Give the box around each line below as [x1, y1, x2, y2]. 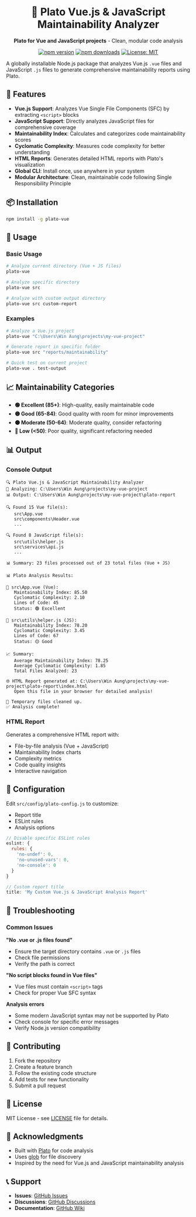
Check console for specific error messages [14, 1018, 119, 1025]
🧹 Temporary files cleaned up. [6, 699, 82, 705]
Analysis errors [6, 1000, 45, 1008]
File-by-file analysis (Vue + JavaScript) [14, 742, 109, 749]
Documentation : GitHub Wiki [14, 1205, 85, 1212]
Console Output [6, 466, 52, 474]
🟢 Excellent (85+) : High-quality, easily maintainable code [14, 401, 154, 408]
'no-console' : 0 [16, 862, 57, 868]
